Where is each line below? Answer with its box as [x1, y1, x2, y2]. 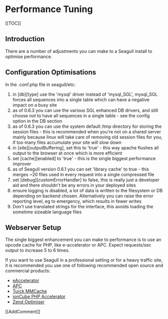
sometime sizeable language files [12, 209, 82, 215]
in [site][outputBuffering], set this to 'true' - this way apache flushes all [12, 144, 159, 150]
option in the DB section [12, 118, 63, 124]
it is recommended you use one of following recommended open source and [5, 263, 163, 269]
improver [12, 161, 32, 167]
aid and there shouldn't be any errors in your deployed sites [12, 182, 136, 188]
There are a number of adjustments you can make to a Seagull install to [5, 48, 152, 54]
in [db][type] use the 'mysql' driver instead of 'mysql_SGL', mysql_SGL [12, 91, 158, 97]
